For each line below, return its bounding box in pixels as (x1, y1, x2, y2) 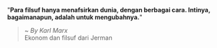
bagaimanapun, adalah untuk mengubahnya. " (7, 13, 143, 21)
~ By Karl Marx (24, 27, 68, 34)
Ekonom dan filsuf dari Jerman (24, 34, 113, 42)
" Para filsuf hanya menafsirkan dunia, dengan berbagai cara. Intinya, (7, 6, 211, 14)
